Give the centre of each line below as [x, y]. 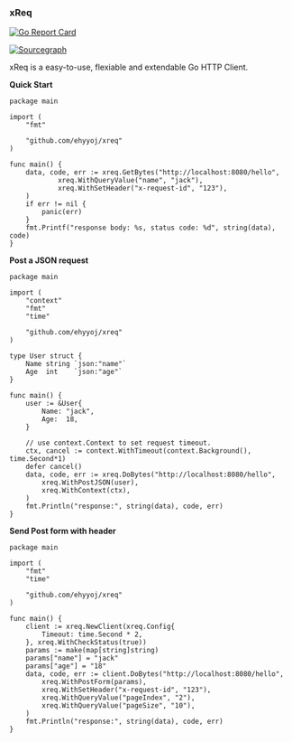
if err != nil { [56, 204]
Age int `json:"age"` [74, 372]
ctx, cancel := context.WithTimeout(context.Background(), [139, 451]
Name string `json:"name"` [76, 364]
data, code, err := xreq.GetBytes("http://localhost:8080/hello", [153, 173]
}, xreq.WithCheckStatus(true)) [86, 643]
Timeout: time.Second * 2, [92, 634]
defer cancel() [54, 467]
